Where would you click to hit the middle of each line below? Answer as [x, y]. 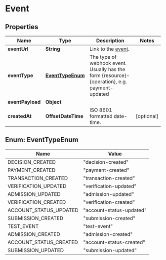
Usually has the [107, 69]
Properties [22, 27]
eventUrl [18, 49]
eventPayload [24, 102]
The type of [103, 57]
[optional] [147, 116]
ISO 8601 [101, 110]
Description [110, 41]
